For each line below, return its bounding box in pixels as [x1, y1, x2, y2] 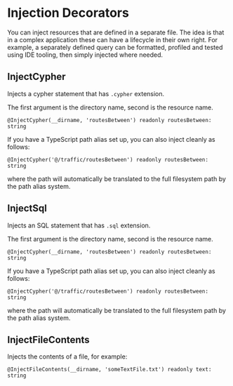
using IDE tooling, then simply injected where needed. [7, 51, 164, 59]
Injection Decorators [7, 5, 130, 21]
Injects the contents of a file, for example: [7, 352, 128, 361]
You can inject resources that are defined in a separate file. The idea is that [7, 28, 225, 36]
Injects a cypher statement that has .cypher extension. [7, 89, 165, 98]
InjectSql [7, 202, 47, 215]
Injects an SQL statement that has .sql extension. [7, 221, 151, 229]
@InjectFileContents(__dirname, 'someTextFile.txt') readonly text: [7, 366, 212, 373]
